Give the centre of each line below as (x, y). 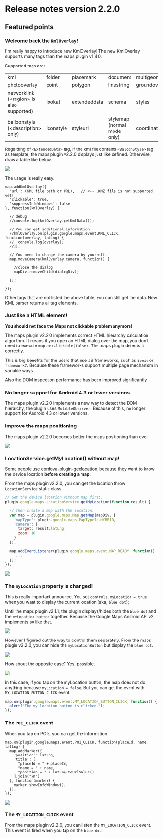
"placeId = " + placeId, (43, 764)
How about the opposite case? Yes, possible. (50, 664)
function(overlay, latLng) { (34, 238)
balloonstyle (21, 122)
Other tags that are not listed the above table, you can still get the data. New (81, 297)
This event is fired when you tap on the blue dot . (54, 830)
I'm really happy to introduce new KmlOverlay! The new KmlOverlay (73, 51)
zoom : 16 (27, 533)
